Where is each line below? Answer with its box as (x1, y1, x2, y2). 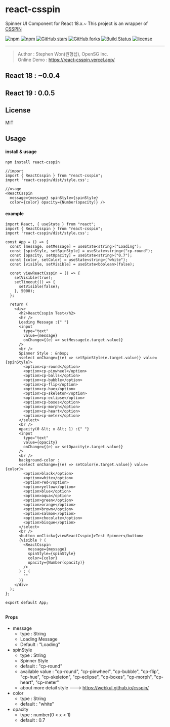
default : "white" (20, 701, 55, 707)
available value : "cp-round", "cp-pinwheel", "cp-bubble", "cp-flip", (20, 668, 160, 675)
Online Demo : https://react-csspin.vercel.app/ (17, 56, 115, 63)
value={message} (23, 333, 58, 338)
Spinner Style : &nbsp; (18, 351, 69, 356)
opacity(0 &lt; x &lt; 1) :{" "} (18, 426, 90, 432)
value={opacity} (23, 440, 58, 445)
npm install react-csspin (5, 160, 60, 165)
